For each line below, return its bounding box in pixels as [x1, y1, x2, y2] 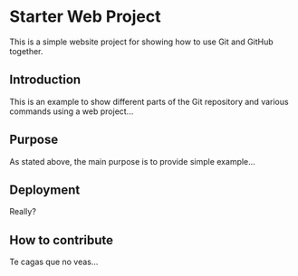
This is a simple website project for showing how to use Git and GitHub [9, 36, 274, 47]
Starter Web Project [9, 6, 161, 27]
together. [9, 45, 43, 56]
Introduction [9, 72, 82, 88]
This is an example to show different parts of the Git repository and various [9, 96, 289, 107]
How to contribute [9, 233, 114, 248]
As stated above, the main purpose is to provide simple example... [9, 156, 255, 167]
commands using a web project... [9, 106, 134, 117]
